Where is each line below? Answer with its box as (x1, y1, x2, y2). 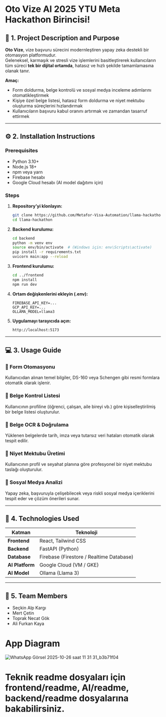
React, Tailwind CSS (39, 537, 86, 544)
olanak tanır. (5, 68, 31, 74)
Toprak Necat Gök (12, 615, 50, 621)
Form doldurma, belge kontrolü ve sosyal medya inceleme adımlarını (12, 87, 152, 93)
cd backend (12, 236, 35, 241)
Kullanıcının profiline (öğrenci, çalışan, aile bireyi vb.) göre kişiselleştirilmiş (5, 404, 156, 410)
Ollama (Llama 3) (39, 569, 80, 576)
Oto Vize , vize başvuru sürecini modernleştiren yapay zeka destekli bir (5, 47, 149, 52)
